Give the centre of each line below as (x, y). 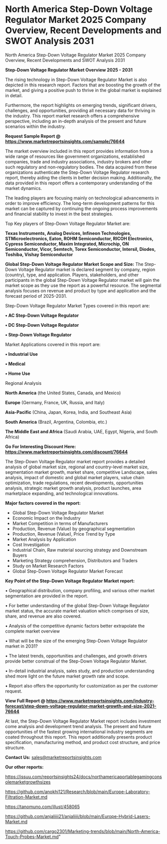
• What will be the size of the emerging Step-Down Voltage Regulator (77, 641)
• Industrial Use (22, 354)
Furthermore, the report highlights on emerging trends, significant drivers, (81, 105)
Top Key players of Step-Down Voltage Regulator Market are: (68, 223)
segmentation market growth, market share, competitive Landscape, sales (81, 472)
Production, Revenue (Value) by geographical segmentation (74, 529)
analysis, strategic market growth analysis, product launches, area (73, 488)
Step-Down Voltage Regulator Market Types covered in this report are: (78, 305)
